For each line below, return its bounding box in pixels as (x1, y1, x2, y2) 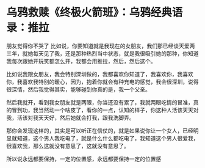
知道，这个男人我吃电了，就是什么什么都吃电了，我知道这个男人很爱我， (16, 134, 199, 142)
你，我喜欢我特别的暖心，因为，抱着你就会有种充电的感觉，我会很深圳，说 (6, 78, 193, 86)
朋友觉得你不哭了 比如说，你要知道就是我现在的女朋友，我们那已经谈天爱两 (6, 42, 195, 49)
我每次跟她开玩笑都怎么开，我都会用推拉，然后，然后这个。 (6, 57, 156, 65)
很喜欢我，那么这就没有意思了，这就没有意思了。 (6, 142, 129, 150)
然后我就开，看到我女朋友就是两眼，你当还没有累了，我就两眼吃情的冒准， (6, 98, 193, 106)
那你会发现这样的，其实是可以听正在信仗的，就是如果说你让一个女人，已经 (6, 126, 193, 134)
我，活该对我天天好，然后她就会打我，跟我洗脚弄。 (6, 114, 135, 121)
